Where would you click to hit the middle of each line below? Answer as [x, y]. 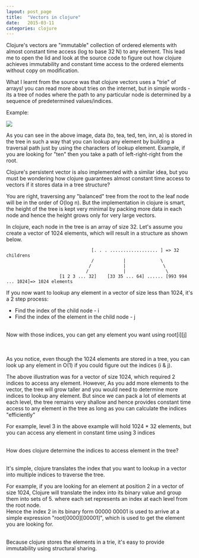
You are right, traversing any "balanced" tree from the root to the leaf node [97, 197]
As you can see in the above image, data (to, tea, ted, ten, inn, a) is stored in [99, 135]
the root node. [23, 505]
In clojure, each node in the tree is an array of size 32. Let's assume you [94, 227]
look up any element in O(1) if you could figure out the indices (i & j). [89, 365]
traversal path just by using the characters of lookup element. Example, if [96, 148]
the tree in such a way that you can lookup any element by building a [90, 142]
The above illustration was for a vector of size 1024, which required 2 [91, 377]
